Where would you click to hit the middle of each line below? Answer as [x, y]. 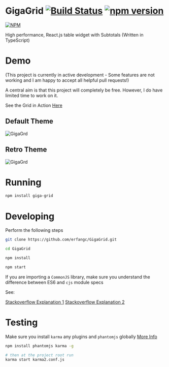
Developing [30, 216]
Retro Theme [26, 150]
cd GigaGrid [18, 249]
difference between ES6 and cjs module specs [54, 282]
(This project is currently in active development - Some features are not [80, 75]
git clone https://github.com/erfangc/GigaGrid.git [61, 240]
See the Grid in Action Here [34, 105]
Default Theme [29, 121]
